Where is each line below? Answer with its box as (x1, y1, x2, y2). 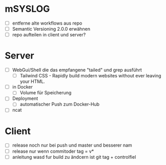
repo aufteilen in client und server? (12, 32, 86, 38)
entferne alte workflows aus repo (12, 20, 82, 26)
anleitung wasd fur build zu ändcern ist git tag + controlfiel (12, 154, 136, 160)
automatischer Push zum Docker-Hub (19, 101, 100, 108)
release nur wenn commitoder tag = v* (12, 148, 94, 154)
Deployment (12, 95, 38, 101)
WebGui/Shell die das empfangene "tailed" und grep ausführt (12, 67, 142, 73)
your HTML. (19, 78, 46, 85)
